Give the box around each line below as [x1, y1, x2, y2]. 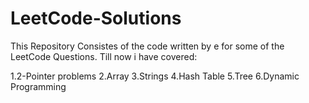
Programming [10, 80, 67, 92]
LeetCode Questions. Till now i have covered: [10, 50, 198, 62]
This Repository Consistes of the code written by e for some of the [10, 40, 285, 52]
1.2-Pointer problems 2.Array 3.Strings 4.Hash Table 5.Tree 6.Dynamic [10, 70, 300, 82]
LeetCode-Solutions [10, 7, 182, 30]
